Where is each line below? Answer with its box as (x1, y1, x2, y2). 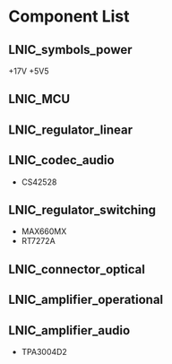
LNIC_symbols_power (8, 42, 133, 57)
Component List (8, 6, 131, 27)
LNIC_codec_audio (8, 152, 115, 168)
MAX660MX (21, 226, 67, 237)
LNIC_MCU (8, 91, 71, 107)
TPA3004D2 (21, 347, 68, 357)
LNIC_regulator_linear (8, 122, 133, 137)
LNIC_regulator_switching (8, 202, 157, 217)
